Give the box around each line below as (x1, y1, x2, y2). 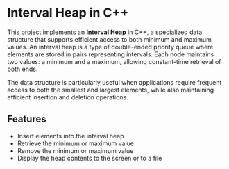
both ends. (7, 65, 38, 73)
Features (7, 113, 46, 125)
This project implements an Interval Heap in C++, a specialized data (7, 28, 203, 36)
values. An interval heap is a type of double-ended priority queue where (7, 42, 214, 51)
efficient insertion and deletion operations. (7, 92, 128, 102)
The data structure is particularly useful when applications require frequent (7, 78, 222, 86)
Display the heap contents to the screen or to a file (17, 154, 162, 162)
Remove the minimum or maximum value (17, 146, 134, 154)
